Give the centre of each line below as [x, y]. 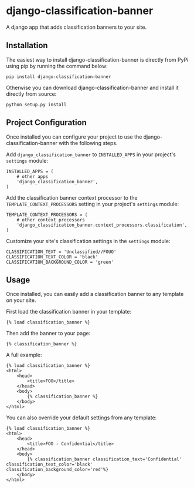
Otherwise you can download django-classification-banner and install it [92, 87]
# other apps [33, 176]
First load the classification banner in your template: [69, 312]
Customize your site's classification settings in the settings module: [88, 241]
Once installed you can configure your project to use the [74, 137]
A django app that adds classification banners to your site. [76, 27]
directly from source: [31, 94]
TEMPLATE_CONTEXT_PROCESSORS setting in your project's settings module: [93, 204]
